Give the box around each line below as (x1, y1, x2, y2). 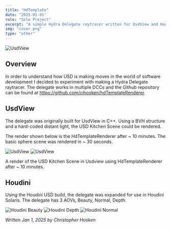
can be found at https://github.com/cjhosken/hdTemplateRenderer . (5, 90, 146, 96)
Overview (5, 60, 37, 69)
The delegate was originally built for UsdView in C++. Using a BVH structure (5, 118, 165, 124)
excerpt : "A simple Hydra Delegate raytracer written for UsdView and (5, 21, 158, 27)
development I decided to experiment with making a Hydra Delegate (5, 78, 148, 84)
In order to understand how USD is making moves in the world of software (5, 73, 161, 79)
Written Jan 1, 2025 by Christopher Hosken (5, 217, 96, 223)
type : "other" (5, 31, 36, 36)
